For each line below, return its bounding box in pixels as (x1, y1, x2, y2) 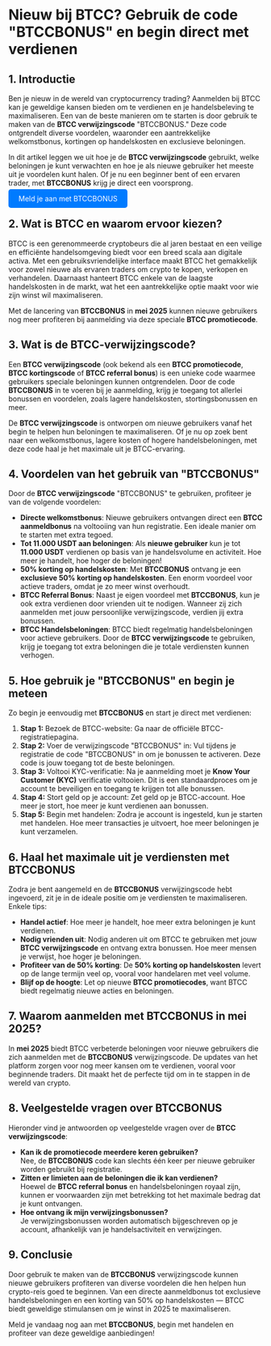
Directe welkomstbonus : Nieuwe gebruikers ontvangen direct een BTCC (19, 513, 263, 523)
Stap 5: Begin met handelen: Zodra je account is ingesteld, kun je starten (19, 810, 263, 819)
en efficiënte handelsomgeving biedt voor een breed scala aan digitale (8, 247, 243, 256)
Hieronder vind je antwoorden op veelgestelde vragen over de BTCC (8, 1123, 236, 1132)
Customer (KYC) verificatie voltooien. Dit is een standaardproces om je (19, 775, 258, 785)
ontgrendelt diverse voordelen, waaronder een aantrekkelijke (8, 128, 211, 138)
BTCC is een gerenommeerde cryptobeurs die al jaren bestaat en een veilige (8, 239, 262, 248)
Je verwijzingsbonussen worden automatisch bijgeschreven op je (19, 1216, 238, 1225)
